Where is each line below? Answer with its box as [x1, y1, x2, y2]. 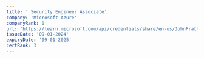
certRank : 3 [6, 43, 36, 49]
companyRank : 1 [6, 20, 45, 26]
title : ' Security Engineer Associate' [6, 8, 107, 15]
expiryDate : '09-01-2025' [6, 37, 72, 43]
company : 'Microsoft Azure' [6, 14, 78, 21]
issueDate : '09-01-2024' [6, 31, 69, 37]
